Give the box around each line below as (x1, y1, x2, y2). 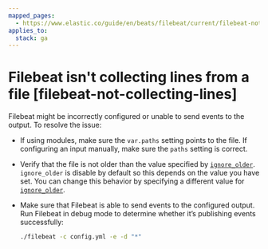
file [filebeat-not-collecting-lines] (8, 85, 238, 104)
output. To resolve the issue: (8, 121, 102, 130)
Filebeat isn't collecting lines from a (8, 69, 250, 86)
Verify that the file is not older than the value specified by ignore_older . (19, 160, 255, 169)
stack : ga (15, 34, 48, 42)
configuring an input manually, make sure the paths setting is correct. (19, 144, 248, 154)
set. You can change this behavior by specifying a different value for (19, 176, 245, 186)
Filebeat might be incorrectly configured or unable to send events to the (8, 112, 245, 121)
